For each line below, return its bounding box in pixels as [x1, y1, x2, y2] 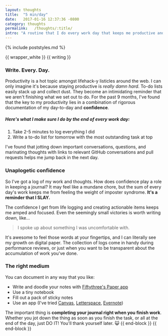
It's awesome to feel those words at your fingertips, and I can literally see [5, 234, 156, 240]
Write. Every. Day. [5, 66, 50, 73]
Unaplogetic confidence [5, 167, 65, 174]
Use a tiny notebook [12, 289, 54, 295]
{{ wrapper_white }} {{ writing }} [5, 54, 71, 60]
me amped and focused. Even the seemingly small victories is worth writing [5, 209, 161, 216]
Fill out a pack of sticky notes [12, 294, 73, 300]
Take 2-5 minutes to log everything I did [12, 129, 95, 135]
